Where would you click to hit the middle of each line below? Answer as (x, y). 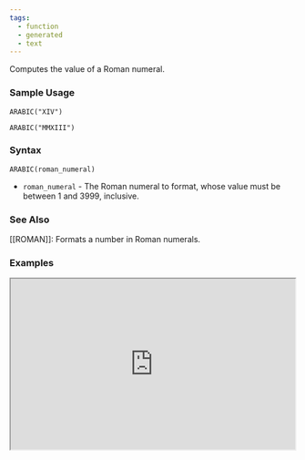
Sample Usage (42, 93)
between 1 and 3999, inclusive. (81, 196)
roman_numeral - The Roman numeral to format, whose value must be (151, 186)
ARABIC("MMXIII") (42, 128)
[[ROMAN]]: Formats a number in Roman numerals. (105, 240)
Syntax (25, 150)
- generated (41, 35)
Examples (32, 263)
